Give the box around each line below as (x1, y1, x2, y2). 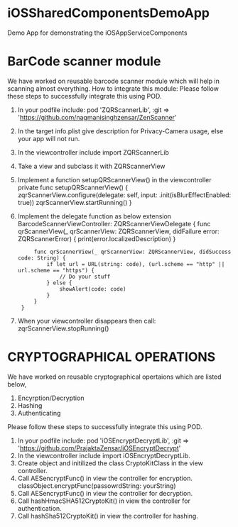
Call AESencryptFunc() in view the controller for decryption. (17, 489, 193, 497)
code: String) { (17, 254, 66, 262)
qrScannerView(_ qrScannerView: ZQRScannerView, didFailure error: (17, 227, 220, 235)
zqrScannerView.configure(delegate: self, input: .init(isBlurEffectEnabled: (17, 190, 232, 199)
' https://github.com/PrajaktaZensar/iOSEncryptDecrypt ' (17, 443, 181, 452)
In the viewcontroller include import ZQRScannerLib (17, 148, 169, 157)
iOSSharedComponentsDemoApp (7, 5, 210, 21)
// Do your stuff (59, 273, 111, 280)
